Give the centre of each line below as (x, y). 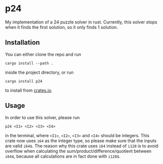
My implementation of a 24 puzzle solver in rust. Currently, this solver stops (81, 22)
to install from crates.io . (29, 90)
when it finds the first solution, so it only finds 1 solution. (61, 27)
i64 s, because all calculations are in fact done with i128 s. (63, 156)
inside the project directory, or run (40, 72)
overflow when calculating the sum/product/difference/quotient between (78, 151)
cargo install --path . (29, 63)
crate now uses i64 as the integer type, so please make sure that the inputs (81, 141)
